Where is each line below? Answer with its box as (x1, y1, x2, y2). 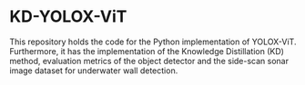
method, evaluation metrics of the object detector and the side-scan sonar (9, 55, 290, 66)
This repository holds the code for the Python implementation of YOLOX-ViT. (9, 36, 297, 47)
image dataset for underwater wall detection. (9, 65, 178, 76)
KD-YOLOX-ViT (9, 6, 127, 27)
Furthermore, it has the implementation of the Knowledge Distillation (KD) (9, 45, 285, 56)
